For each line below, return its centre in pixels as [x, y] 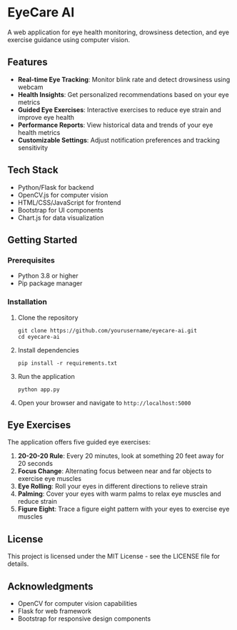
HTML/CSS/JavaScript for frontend [69, 202]
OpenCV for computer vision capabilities [77, 603]
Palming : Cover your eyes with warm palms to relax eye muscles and [119, 494]
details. [18, 564]
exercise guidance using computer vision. [69, 39]
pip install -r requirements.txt [67, 363]
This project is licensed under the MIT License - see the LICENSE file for [114, 557]
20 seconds [35, 464]
